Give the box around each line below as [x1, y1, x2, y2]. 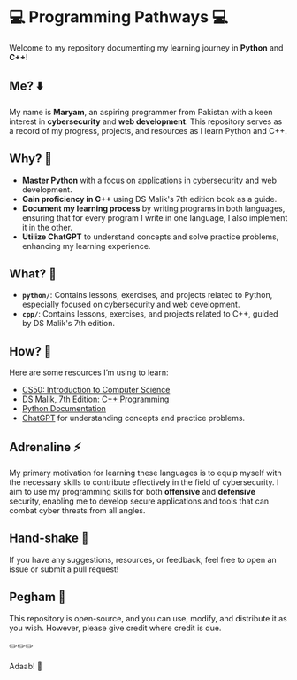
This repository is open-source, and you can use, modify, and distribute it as [9, 613, 287, 623]
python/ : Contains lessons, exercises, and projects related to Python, [21, 290, 273, 301]
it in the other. [21, 222, 73, 232]
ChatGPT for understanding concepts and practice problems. [21, 413, 246, 424]
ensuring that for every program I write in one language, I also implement [21, 212, 288, 223]
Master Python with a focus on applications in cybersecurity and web [21, 175, 277, 185]
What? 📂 [9, 266, 57, 281]
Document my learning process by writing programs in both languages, [21, 203, 286, 214]
